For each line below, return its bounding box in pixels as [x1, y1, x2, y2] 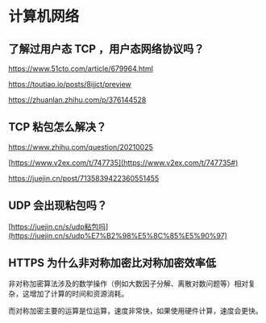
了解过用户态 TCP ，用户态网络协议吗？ [8, 42, 205, 56]
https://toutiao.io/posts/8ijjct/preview [8, 80, 131, 89]
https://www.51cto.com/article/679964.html [8, 64, 153, 73]
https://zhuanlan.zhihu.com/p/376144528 [8, 95, 147, 105]
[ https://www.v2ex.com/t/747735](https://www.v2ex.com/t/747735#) [8, 158, 239, 168]
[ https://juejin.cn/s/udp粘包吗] [8, 222, 109, 231]
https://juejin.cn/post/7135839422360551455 [8, 173, 160, 183]
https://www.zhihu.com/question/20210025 [8, 142, 153, 151]
